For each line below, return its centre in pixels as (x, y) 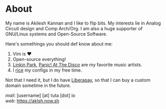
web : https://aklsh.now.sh (32, 101)
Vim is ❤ (22, 54)
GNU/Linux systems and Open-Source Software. (56, 34)
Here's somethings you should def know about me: (59, 43)
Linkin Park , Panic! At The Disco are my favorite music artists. (77, 64)
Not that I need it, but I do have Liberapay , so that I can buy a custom (78, 80)
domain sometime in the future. (38, 85)
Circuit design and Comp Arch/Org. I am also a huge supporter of (74, 28)
